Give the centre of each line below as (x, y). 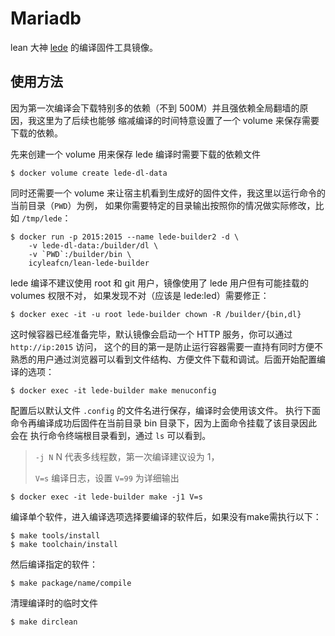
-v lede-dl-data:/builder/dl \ (93, 245)
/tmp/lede (42, 218)
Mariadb (46, 18)
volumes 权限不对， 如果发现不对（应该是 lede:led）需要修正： (140, 295)
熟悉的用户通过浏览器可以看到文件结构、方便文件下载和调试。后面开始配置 (163, 359)
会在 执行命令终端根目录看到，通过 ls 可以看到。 (111, 435)
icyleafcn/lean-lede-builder (89, 263)
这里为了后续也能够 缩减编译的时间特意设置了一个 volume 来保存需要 (178, 120)
